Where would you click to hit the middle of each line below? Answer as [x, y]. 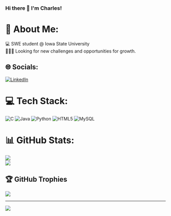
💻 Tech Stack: [37, 101]
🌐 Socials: [22, 67]
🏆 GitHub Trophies [36, 179]
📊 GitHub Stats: [40, 140]
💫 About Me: [32, 29]
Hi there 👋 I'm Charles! [34, 8]
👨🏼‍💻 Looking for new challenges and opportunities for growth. [70, 51]
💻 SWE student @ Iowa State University [48, 43]
